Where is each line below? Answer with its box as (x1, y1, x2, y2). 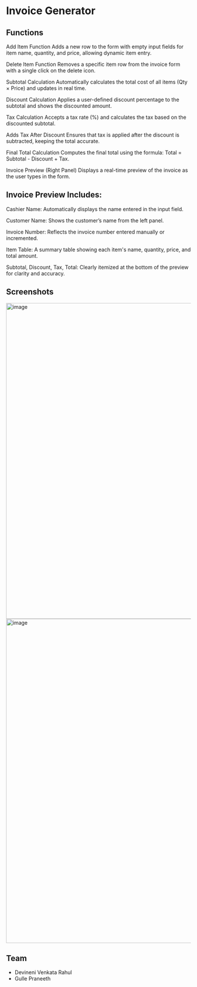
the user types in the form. (6, 173, 70, 180)
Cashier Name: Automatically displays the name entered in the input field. (6, 205, 184, 212)
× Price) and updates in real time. (6, 85, 87, 92)
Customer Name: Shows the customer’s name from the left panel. (6, 216, 164, 224)
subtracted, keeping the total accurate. (6, 138, 100, 145)
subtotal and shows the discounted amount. (6, 102, 113, 109)
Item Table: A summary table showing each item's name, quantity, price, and (6, 246, 191, 253)
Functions (6, 28, 44, 38)
